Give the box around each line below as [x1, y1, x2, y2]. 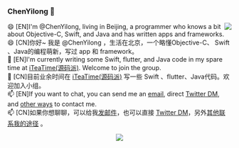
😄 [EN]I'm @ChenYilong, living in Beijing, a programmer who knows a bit [7, 23, 221, 31]
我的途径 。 [13, 120, 47, 128]
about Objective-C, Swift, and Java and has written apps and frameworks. [7, 30, 225, 38]
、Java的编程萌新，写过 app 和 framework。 [7, 47, 139, 56]
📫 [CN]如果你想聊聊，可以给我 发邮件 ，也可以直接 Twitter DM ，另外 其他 [7, 108, 220, 117]
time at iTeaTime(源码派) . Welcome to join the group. [7, 64, 161, 72]
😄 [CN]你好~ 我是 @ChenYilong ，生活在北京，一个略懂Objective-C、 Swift [7, 38, 230, 47]
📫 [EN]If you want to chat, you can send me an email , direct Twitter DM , [7, 90, 220, 98]
